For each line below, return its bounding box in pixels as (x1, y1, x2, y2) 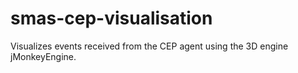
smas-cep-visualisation (10, 7, 213, 30)
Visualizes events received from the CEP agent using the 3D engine (10, 40, 289, 52)
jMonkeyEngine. (10, 50, 77, 62)
